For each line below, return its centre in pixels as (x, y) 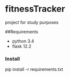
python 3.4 (23, 41)
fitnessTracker (35, 9)
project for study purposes (32, 22)
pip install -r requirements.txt (34, 69)
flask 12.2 (22, 46)
